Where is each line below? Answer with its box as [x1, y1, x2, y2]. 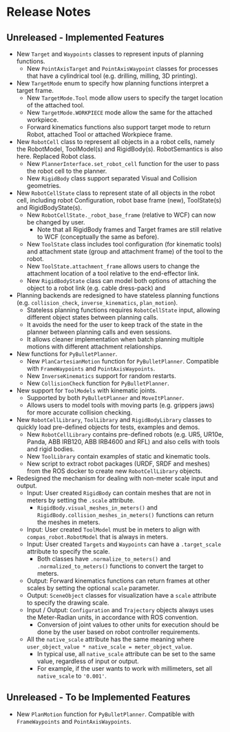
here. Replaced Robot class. [16, 152, 96, 160]
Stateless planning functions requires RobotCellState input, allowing [26, 306, 220, 314]
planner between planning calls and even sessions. [26, 328, 172, 336]
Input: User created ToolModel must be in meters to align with [26, 525, 200, 534]
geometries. [26, 182, 61, 189]
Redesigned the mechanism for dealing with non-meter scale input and [16, 474, 218, 482]
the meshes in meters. [36, 518, 101, 526]
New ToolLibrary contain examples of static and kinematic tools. [26, 452, 211, 460]
